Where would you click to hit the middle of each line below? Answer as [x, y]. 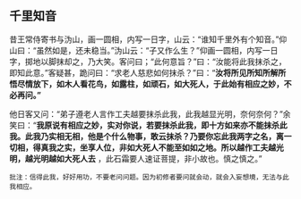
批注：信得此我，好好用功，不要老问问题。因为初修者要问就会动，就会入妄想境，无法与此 [149, 177]
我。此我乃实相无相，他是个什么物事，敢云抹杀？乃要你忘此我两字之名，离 [146, 136]
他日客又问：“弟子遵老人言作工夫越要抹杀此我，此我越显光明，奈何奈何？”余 [150, 113]
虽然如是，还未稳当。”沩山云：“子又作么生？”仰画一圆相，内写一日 [157, 50]
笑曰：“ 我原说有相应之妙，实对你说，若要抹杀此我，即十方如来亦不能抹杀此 [149, 125]
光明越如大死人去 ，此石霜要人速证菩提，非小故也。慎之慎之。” [147, 158]
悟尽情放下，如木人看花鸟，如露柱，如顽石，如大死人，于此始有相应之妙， [146, 84]
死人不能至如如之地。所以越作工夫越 [209, 147]
